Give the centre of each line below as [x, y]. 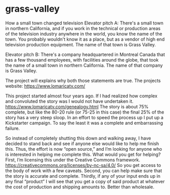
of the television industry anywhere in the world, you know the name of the [84, 34]
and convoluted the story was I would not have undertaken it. [69, 101]
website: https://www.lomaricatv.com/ [45, 86]
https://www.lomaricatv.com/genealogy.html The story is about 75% [77, 106]
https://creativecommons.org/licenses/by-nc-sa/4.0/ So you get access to [83, 165]
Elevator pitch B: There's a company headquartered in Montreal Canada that [85, 54]
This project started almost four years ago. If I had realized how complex [81, 96]
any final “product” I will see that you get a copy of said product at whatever [85, 181]
